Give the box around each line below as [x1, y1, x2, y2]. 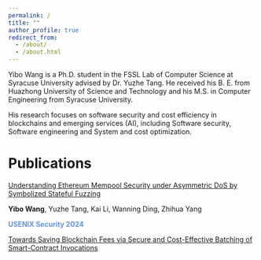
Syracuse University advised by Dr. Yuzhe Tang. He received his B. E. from [8, 78, 250, 87]
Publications [8, 154, 92, 173]
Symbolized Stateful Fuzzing [8, 188, 101, 198]
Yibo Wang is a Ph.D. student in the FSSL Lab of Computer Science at [8, 70, 233, 79]
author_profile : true [8, 26, 79, 34]
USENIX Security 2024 [8, 219, 84, 228]
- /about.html [15, 48, 61, 56]
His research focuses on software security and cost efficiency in [8, 110, 218, 119]
